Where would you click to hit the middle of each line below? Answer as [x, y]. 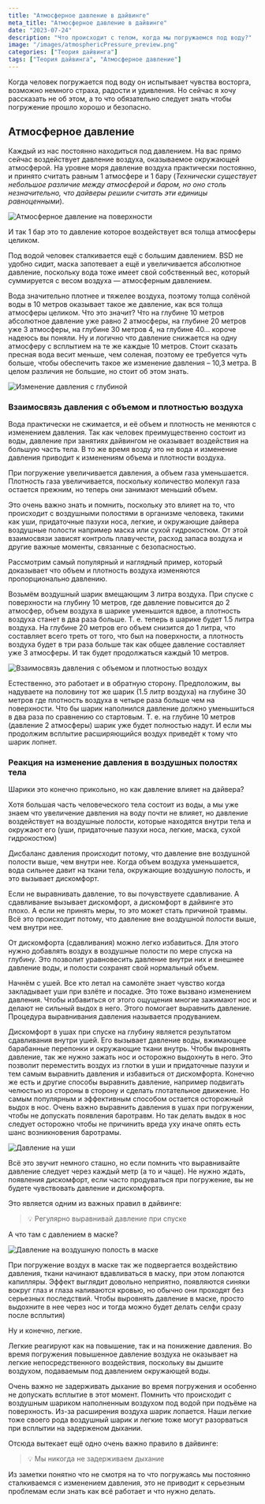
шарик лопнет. [33, 741]
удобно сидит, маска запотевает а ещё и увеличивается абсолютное [125, 263]
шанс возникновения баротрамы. [65, 1133]
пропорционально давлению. [58, 578]
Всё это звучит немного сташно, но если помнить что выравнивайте [124, 1163]
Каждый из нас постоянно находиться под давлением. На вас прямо [125, 151]
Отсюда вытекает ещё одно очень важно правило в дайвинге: [113, 1443]
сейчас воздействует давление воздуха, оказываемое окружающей [124, 159]
